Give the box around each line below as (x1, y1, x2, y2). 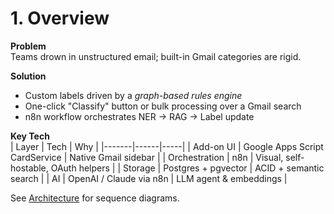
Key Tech (10, 130, 50, 142)
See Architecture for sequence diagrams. (10, 192, 180, 204)
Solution (10, 70, 47, 82)
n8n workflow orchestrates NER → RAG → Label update (24, 110, 255, 122)
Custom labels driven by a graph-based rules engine (24, 89, 243, 101)
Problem (10, 40, 47, 52)
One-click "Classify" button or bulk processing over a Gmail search (24, 100, 302, 112)
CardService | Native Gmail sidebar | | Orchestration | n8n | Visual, (10, 151, 284, 163)
